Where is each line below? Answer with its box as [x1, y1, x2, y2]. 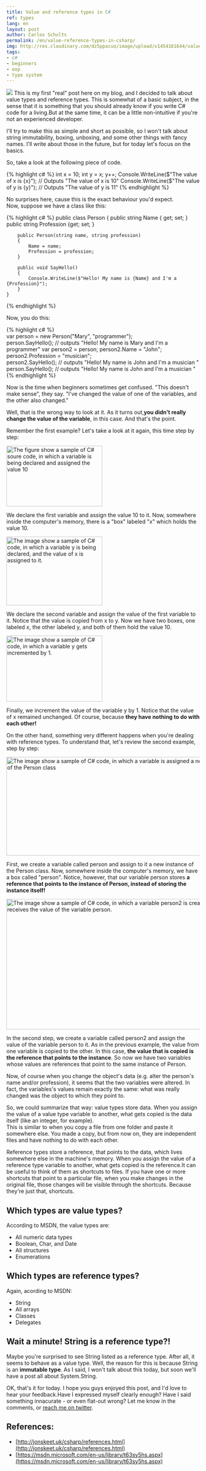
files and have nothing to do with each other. [6, 1136, 119, 1144]
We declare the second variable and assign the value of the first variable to [6, 610, 196, 618]
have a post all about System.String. [6, 1372, 97, 1380]
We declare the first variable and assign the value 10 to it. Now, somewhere [6, 511, 196, 519]
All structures [15, 1247, 50, 1254]
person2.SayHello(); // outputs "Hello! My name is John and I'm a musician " [6, 359, 199, 366]
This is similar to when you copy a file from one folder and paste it [6, 1124, 174, 1131]
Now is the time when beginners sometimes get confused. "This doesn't [6, 384, 189, 391]
